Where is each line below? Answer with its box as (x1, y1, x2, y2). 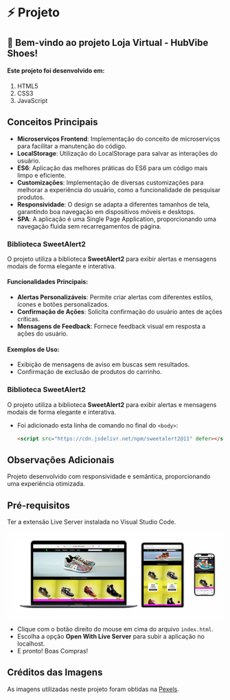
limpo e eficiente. (16, 171, 67, 179)
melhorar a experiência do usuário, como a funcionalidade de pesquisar (16, 185, 221, 194)
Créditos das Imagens (7, 666, 103, 679)
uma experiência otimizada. (7, 480, 86, 488)
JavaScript (16, 96, 48, 104)
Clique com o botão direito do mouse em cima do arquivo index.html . (16, 625, 214, 633)
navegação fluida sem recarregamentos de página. (16, 222, 162, 230)
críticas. (16, 315, 40, 323)
